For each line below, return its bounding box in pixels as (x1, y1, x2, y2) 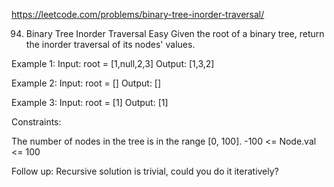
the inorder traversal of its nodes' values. (25, 39, 196, 50)
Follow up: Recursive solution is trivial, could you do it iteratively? (11, 165, 279, 177)
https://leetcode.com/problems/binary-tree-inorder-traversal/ (11, 9, 265, 20)
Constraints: (11, 116, 62, 128)
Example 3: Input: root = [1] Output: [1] (11, 97, 169, 108)
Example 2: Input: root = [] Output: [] (11, 77, 162, 89)
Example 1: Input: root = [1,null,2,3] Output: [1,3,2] (11, 58, 215, 69)
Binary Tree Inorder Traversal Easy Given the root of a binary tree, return (25, 28, 325, 39)
